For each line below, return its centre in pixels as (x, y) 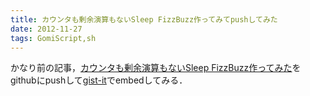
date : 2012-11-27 (46, 29)
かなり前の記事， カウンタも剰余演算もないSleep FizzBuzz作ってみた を (156, 68)
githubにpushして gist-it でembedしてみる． (99, 80)
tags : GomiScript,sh (53, 38)
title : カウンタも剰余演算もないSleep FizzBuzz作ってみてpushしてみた (144, 19)
